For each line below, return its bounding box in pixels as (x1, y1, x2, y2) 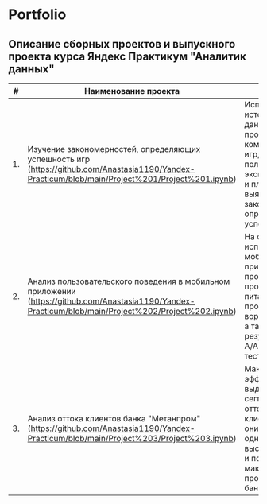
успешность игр (27, 153, 90, 165)
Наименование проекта (84, 86, 180, 96)
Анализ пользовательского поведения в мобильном (27, 276, 230, 287)
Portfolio (8, 6, 67, 24)
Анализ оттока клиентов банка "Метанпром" (27, 413, 201, 424)
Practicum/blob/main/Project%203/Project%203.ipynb (27, 433, 234, 444)
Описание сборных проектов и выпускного (8, 37, 236, 51)
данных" (8, 62, 55, 76)
